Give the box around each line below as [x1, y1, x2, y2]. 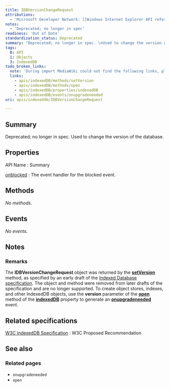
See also [5, 344, 33, 353]
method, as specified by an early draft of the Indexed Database [5, 275, 137, 281]
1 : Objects [10, 54, 33, 60]
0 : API [10, 50, 24, 55]
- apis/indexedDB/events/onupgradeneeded [14, 92, 103, 97]
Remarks [5, 258, 28, 265]
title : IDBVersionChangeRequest [5, 7, 73, 13]
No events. [5, 228, 28, 234]
